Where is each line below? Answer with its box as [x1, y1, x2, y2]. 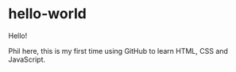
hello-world [8, 5, 87, 23]
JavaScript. [8, 55, 46, 64]
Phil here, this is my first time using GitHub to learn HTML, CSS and [8, 46, 229, 55]
